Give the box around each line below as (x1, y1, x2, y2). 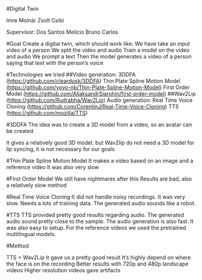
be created (6, 128, 34, 134)
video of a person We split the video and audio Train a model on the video (6, 46, 190, 54)
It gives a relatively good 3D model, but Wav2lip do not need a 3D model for (6, 139, 195, 146)
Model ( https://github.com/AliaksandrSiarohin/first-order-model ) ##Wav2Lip (6, 90, 196, 97)
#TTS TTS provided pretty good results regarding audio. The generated (6, 211, 185, 219)
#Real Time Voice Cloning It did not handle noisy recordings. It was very (6, 193, 186, 201)
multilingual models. (6, 231, 56, 237)
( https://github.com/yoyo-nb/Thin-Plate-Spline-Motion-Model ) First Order (6, 84, 190, 91)
